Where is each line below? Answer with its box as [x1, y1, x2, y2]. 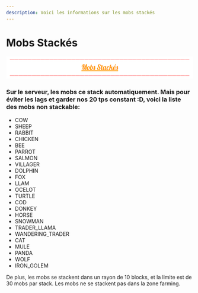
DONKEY [14, 205, 37, 212]
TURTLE [14, 192, 36, 200]
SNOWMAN [14, 217, 44, 225]
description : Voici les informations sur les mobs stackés [6, 10, 155, 15]
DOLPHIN [14, 167, 39, 174]
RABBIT [14, 129, 34, 136]
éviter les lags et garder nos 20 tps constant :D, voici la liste [6, 95, 181, 104]
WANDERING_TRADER [14, 230, 70, 238]
